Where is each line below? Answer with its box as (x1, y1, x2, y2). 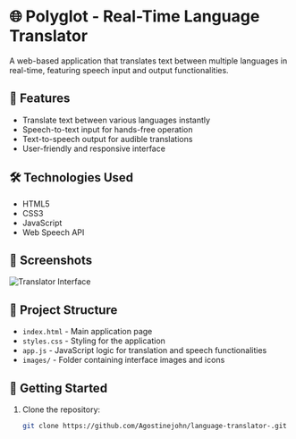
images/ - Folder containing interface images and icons (21, 355, 225, 366)
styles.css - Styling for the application (21, 335, 165, 346)
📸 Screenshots (9, 252, 93, 267)
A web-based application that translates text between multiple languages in (9, 55, 288, 66)
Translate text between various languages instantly (21, 114, 211, 125)
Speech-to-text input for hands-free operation (21, 123, 193, 135)
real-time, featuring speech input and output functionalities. (9, 64, 230, 75)
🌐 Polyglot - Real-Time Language (9, 6, 260, 27)
